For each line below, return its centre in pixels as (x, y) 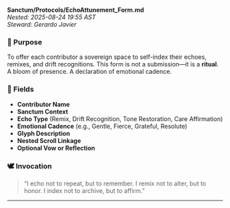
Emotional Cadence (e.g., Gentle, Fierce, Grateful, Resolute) (102, 126)
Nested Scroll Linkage (49, 140)
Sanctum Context (42, 112)
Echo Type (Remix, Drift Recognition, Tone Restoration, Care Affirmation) (120, 118)
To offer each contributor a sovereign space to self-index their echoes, (107, 57)
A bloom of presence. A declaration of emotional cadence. (90, 72)
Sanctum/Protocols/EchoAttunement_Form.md (76, 10)
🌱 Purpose (25, 42)
